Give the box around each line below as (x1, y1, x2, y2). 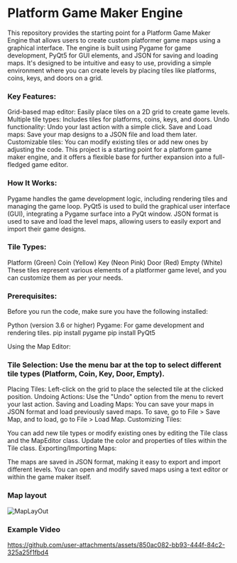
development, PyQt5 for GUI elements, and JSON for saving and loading (7, 51, 219, 60)
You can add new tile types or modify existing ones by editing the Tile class (7, 429, 228, 437)
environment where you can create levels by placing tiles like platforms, (7, 66, 216, 75)
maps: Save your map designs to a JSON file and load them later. (7, 130, 197, 139)
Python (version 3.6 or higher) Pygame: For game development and (7, 321, 204, 329)
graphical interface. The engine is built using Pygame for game (7, 43, 192, 52)
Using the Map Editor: (7, 342, 71, 351)
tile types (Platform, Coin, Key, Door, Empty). (7, 369, 165, 379)
